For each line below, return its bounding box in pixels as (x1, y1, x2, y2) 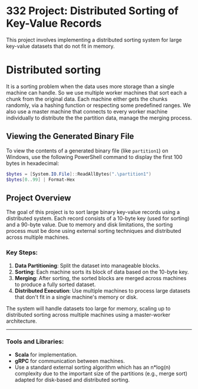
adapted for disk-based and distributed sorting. (14, 376, 130, 383)
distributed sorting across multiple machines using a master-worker (6, 311, 171, 318)
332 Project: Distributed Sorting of (6, 4, 179, 18)
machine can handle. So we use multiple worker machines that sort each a (6, 89, 187, 96)
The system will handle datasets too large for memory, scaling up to (6, 304, 171, 312)
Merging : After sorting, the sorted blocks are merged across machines (14, 274, 187, 281)
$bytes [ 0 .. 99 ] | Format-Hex (6, 176, 75, 183)
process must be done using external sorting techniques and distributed (6, 228, 181, 235)
